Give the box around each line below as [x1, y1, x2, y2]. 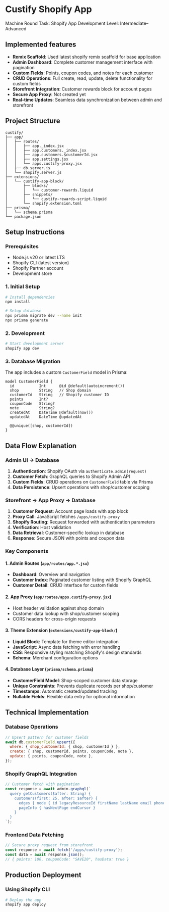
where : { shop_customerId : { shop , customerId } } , [10, 744, 121, 749]
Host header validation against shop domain [12, 605, 104, 611]
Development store [12, 270, 52, 276]
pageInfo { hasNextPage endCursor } [18, 805, 96, 810]
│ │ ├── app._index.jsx [5, 143, 64, 149]
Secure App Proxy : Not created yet [12, 91, 87, 97]
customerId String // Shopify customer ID [10, 393, 109, 398]
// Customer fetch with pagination [5, 782, 80, 787]
